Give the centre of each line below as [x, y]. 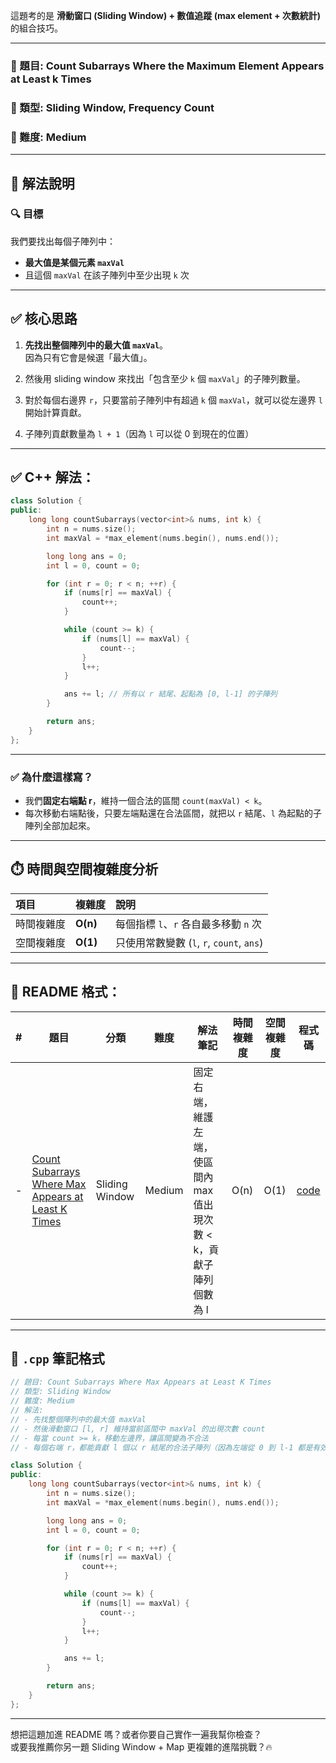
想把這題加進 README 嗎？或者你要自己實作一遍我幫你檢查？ [136, 1734]
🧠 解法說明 [42, 183]
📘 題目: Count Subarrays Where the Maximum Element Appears [167, 66]
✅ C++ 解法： [52, 477]
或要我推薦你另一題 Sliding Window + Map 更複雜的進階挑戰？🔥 [141, 1746]
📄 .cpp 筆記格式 [57, 1359]
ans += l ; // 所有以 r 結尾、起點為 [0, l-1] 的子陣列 [170, 694]
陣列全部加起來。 [60, 825]
